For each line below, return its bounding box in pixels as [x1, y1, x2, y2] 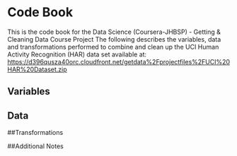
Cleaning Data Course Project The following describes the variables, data [7, 35, 221, 43]
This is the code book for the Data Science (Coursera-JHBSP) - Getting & [7, 28, 221, 36]
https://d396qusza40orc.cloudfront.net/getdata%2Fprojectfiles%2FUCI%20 [7, 57, 231, 66]
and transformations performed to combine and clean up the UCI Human [7, 42, 219, 51]
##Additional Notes [7, 142, 64, 150]
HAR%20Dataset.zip [7, 65, 67, 73]
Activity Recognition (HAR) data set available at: [7, 50, 147, 59]
